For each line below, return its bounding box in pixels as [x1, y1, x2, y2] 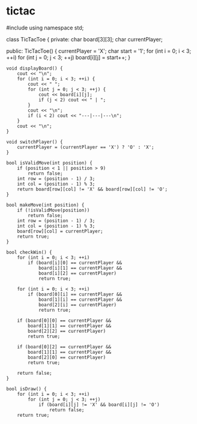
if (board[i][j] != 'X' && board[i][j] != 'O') [38, 401, 160, 408]
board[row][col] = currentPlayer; [17, 228, 103, 234]
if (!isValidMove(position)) [17, 207, 90, 213]
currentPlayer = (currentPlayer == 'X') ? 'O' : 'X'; [17, 144, 154, 150]
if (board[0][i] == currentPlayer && [28, 291, 122, 297]
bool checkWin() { [6, 249, 52, 255]
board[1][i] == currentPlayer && [38, 296, 122, 303]
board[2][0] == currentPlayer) [28, 354, 106, 360]
